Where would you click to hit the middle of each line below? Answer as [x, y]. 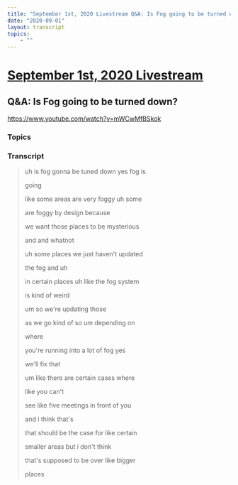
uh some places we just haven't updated [84, 254]
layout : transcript [36, 27]
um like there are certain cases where [80, 378]
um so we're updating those [66, 309]
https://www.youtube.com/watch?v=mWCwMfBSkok [84, 119]
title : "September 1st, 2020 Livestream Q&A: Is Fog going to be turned [117, 14]
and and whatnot [49, 240]
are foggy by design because [67, 213]
